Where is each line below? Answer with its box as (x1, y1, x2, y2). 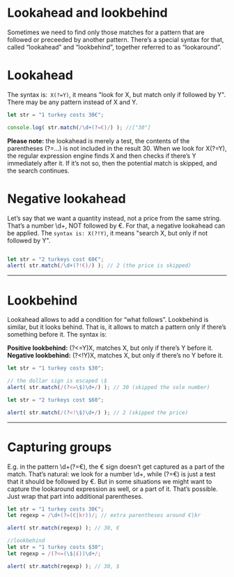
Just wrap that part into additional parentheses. (7, 492, 143, 500)
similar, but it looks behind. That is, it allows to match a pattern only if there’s (7, 323, 226, 331)
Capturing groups (7, 439, 112, 455)
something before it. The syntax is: (7, 330, 107, 339)
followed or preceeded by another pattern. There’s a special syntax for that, (7, 35, 224, 43)
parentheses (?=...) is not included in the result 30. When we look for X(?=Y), (7, 144, 228, 152)
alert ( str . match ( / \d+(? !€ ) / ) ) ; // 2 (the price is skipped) (7, 262, 192, 270)
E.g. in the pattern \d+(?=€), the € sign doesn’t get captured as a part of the (7, 462, 225, 471)
